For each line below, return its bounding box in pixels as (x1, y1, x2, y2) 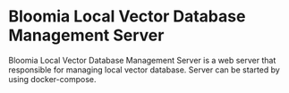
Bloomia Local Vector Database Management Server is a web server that (8, 55, 276, 65)
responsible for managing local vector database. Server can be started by (8, 64, 281, 75)
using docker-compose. (8, 73, 97, 84)
